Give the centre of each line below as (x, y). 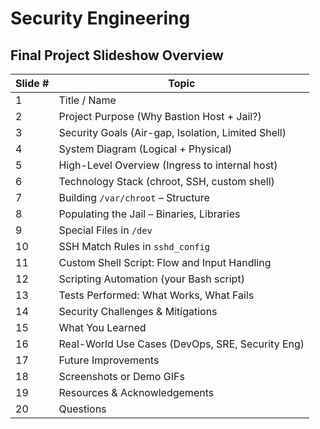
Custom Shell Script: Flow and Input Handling (165, 262)
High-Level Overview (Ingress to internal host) (168, 165)
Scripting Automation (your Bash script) (151, 279)
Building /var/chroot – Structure (134, 197)
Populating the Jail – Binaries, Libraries (149, 214)
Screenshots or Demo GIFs (121, 376)
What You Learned (102, 327)
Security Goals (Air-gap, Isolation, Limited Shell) (172, 132)
